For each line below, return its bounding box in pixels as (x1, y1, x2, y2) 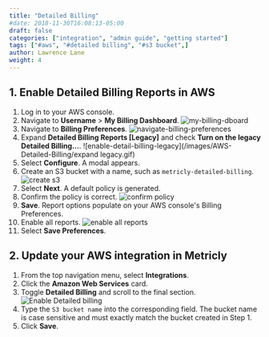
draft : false (9, 26, 53, 34)
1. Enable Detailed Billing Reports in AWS (9, 85, 215, 100)
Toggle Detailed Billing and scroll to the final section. (20, 287, 196, 296)
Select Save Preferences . (20, 225, 106, 236)
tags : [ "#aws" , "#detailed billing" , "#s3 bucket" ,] (9, 42, 189, 50)
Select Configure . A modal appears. (20, 157, 141, 168)
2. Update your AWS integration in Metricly (9, 249, 227, 263)
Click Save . (20, 321, 59, 331)
